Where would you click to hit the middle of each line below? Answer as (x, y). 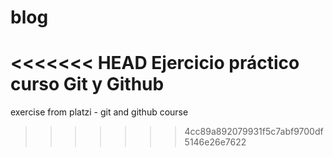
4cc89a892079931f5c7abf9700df (254, 132)
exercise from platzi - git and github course (99, 112)
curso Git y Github (87, 84)
